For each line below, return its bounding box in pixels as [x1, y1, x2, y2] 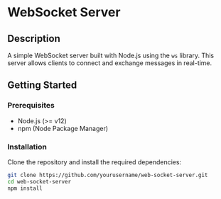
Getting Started [7, 79, 77, 91]
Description [7, 33, 60, 45]
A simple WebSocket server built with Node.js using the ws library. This [7, 51, 215, 59]
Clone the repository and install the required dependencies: [7, 157, 182, 166]
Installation [7, 142, 48, 152]
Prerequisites [7, 101, 55, 110]
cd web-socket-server [7, 178, 72, 185]
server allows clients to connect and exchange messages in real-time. [7, 59, 212, 67]
